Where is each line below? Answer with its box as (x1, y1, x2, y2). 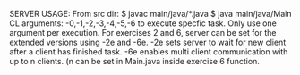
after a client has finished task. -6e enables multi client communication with (9, 46, 288, 57)
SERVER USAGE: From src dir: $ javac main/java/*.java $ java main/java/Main (9, 9, 292, 19)
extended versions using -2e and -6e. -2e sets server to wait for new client (9, 37, 287, 47)
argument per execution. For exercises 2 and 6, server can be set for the (9, 28, 277, 37)
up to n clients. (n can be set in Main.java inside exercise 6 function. (9, 56, 260, 66)
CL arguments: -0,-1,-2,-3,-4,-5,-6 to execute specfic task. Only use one (9, 18, 278, 29)
